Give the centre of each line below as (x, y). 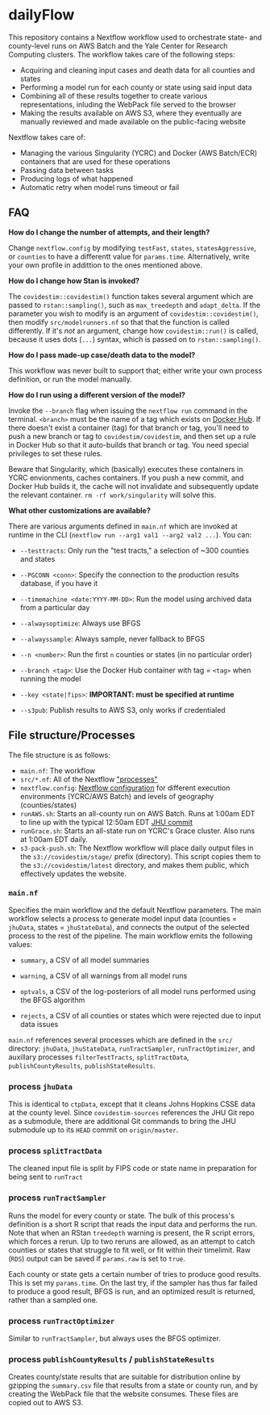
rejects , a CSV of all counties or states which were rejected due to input (140, 1015)
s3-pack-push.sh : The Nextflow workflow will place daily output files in (137, 848)
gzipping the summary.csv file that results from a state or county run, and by (133, 1386)
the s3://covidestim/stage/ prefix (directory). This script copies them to (140, 856)
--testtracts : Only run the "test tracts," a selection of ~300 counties (135, 550)
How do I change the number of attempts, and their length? (109, 232)
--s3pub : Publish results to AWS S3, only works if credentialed (123, 710)
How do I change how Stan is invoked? (74, 280)
